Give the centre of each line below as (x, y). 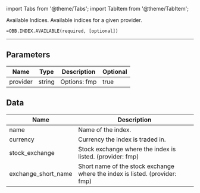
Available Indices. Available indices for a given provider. (74, 20)
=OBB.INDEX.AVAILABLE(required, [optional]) (62, 31)
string (46, 82)
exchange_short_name (41, 173)
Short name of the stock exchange (126, 166)
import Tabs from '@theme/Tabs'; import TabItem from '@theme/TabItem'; (98, 9)
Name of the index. (105, 129)
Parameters (28, 55)
